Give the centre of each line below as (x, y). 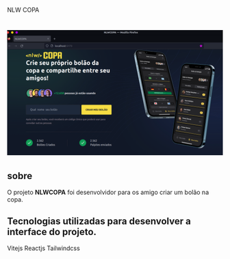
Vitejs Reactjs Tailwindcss (43, 248)
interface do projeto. (52, 232)
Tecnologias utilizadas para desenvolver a (99, 221)
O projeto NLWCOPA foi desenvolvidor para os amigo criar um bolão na (108, 192)
